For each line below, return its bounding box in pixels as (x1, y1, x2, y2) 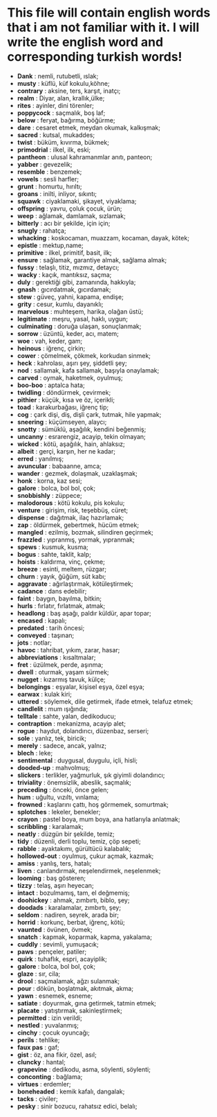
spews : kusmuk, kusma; (17, 542, 88, 551)
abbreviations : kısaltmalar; (17, 653, 96, 661)
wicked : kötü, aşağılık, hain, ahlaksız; (17, 440, 126, 448)
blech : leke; (17, 749, 53, 757)
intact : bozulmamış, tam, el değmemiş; (17, 888, 130, 897)
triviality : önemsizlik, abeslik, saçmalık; (17, 778, 131, 787)
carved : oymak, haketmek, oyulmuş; (17, 373, 123, 382)
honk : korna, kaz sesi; (17, 476, 82, 485)
